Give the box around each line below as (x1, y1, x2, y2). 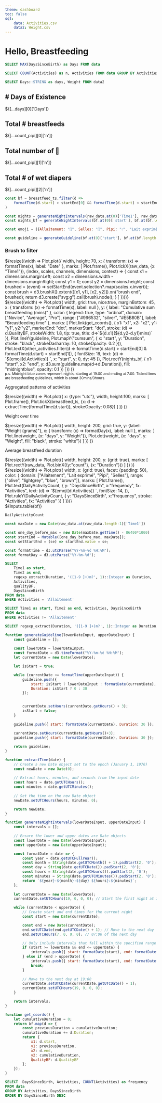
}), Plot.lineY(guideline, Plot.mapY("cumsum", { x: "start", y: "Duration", (5, 336, 145, 341)
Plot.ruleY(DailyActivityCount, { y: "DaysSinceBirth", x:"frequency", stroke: (5, 493, 152, 499)
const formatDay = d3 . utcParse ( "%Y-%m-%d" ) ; (5, 552, 96, 558)
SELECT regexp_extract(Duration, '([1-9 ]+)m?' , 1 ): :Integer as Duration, (5, 623, 159, 628)
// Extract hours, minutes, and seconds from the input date (13, 775, 139, 781)
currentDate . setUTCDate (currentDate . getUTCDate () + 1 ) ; (22, 981, 137, 986)
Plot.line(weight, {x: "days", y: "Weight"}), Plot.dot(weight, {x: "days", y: (5, 433, 147, 439)
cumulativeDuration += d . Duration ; (22, 1030, 94, 1035)
